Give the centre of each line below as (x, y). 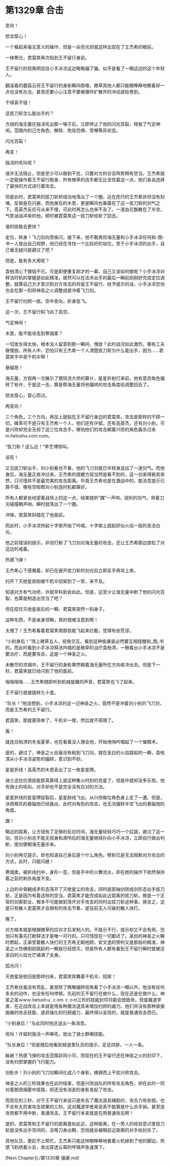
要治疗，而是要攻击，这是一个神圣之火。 (47, 654)
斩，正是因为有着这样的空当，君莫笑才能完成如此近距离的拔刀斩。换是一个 (83, 895)
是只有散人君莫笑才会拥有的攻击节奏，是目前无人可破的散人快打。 (74, 908)
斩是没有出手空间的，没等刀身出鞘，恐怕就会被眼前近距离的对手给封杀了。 (83, 1130)
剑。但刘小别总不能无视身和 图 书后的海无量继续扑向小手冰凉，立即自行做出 (83, 838)
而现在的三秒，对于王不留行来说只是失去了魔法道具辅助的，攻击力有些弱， (83, 1100)
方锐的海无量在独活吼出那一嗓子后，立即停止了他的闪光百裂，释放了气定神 (83, 124)
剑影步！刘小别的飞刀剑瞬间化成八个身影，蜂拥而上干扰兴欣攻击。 (74, 1072)
